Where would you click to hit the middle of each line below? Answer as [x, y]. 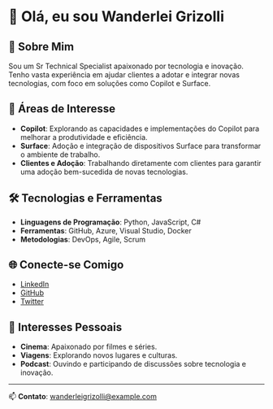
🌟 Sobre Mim [41, 47]
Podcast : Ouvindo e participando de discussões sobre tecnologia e [133, 364]
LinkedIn [35, 285]
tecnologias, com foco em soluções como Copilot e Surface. [110, 83]
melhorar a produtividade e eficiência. [84, 137]
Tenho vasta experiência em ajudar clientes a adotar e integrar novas [124, 75]
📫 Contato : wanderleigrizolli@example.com [82, 397]
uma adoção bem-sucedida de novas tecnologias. [104, 172]
